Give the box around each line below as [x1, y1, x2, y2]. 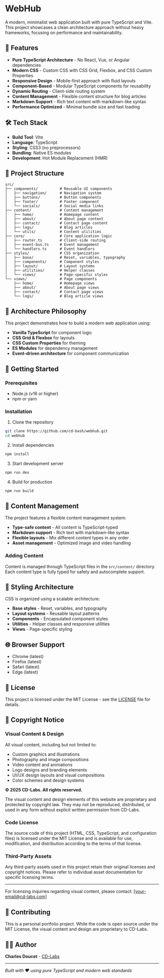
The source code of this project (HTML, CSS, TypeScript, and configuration [5, 830, 157, 836]
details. [5, 702, 20, 708]
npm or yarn [12, 396, 37, 401]
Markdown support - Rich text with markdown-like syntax [12, 529, 129, 535]
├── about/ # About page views [14, 285, 99, 290]
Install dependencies [12, 442, 55, 448]
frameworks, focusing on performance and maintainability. [5, 29, 123, 35]
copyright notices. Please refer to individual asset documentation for [5, 869, 143, 875]
